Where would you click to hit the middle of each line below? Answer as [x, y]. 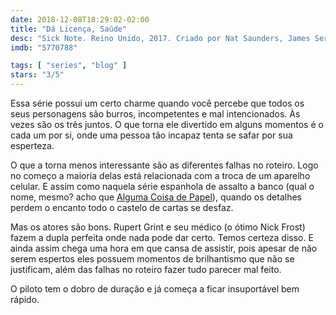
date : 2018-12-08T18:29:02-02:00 [80, 19]
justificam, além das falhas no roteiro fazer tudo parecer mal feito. [146, 269]
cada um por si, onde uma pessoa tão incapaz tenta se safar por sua [151, 135]
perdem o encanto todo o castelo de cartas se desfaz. [122, 207]
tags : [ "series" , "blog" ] [69, 66]
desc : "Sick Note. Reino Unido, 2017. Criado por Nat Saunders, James [160, 38]
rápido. [25, 299]
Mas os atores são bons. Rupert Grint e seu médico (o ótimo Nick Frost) [158, 227]
